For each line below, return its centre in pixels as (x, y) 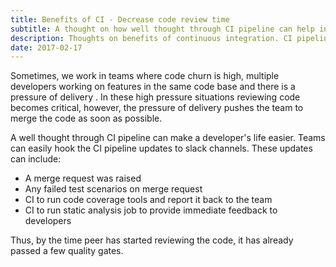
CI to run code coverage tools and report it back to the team (148, 200)
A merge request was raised (83, 178)
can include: (36, 159)
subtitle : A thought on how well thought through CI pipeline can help (162, 29)
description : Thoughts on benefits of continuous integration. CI (151, 38)
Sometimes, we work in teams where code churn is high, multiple (145, 76)
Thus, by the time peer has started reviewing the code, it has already (152, 240)
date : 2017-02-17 (46, 47)
